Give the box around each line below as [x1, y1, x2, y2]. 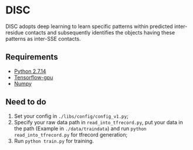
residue [5, 29, 24, 36]
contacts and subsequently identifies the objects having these [25, 29, 175, 36]
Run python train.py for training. [13, 137, 94, 144]
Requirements [5, 52, 58, 62]
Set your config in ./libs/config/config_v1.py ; [13, 112, 128, 120]
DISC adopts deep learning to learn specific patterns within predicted [5, 23, 174, 30]
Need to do [5, 97, 46, 107]
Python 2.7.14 [13, 68, 46, 75]
